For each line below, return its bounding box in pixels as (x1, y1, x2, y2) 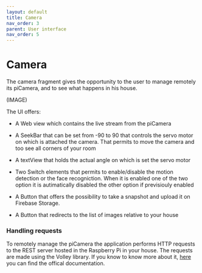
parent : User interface (6, 26, 67, 32)
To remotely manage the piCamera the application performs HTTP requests (6, 240, 196, 247)
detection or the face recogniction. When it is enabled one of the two (15, 175, 189, 182)
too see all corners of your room (15, 144, 96, 152)
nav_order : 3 (6, 20, 40, 26)
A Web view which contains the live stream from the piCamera (15, 120, 172, 127)
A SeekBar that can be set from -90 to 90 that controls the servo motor (15, 132, 193, 139)
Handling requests (6, 226, 62, 235)
